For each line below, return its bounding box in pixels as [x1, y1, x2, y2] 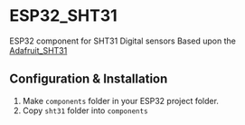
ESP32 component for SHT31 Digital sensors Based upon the [9, 35, 237, 46]
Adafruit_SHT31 [9, 44, 68, 55]
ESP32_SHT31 [9, 5, 118, 26]
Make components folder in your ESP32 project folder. [22, 95, 220, 106]
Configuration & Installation [9, 72, 168, 87]
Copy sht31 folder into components [22, 105, 148, 116]
